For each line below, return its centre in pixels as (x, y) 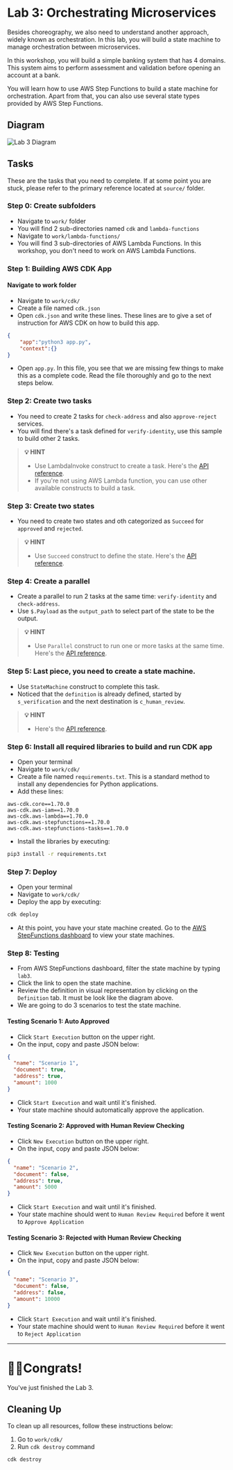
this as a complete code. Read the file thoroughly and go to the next (114, 375)
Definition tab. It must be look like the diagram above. (95, 998)
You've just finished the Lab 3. (50, 1387)
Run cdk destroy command (56, 1447)
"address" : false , (40, 1293)
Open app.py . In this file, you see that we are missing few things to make (120, 368)
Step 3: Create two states (51, 506)
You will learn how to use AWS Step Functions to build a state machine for (113, 88)
